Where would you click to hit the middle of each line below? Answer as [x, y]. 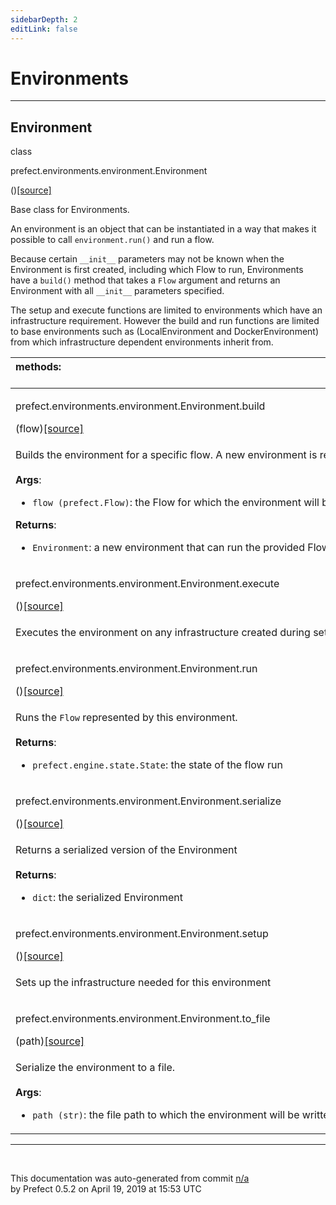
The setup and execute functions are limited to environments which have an [166, 310]
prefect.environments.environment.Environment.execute [147, 584]
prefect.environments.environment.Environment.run [136, 669]
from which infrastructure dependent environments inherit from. [142, 342]
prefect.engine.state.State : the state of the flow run [157, 765]
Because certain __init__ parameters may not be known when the [147, 259]
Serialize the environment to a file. [95, 1068]
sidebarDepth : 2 [44, 19]
